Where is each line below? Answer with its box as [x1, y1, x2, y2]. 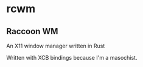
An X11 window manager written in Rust [6, 42, 105, 49]
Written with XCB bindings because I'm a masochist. [6, 54, 138, 61]
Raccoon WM [6, 26, 58, 37]
